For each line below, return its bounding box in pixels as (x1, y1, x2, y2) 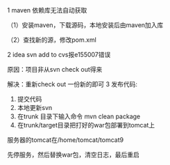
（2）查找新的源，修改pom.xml (7, 36, 97, 44)
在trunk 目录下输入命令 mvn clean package (17, 112, 141, 120)
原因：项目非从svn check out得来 (7, 65, 103, 73)
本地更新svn (17, 104, 53, 111)
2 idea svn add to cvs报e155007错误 (7, 51, 111, 58)
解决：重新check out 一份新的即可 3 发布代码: (7, 80, 137, 88)
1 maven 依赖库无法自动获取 (7, 6, 87, 14)
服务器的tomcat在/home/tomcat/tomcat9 (7, 136, 124, 144)
